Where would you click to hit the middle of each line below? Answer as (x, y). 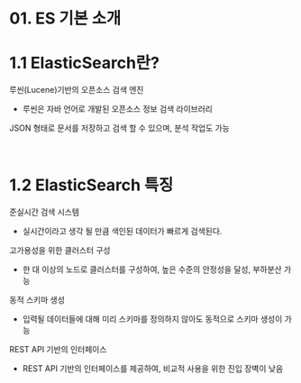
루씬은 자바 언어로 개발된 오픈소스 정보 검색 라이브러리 (118, 109)
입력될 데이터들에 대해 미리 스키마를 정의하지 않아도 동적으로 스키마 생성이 (152, 319)
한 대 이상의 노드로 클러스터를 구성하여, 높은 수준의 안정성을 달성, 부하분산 (152, 269)
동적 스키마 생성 (37, 300)
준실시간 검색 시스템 (44, 212)
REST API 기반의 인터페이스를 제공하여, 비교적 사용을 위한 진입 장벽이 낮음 (153, 369)
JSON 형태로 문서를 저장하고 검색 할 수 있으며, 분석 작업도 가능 (119, 128)
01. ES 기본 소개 (65, 18)
